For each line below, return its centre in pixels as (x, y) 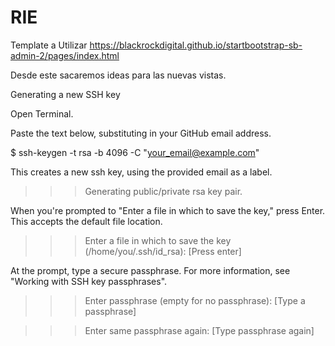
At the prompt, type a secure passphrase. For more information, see (150, 270)
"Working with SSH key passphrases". (89, 281)
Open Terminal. (42, 113)
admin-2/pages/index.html (65, 55)
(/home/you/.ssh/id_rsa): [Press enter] (163, 251)
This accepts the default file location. (86, 221)
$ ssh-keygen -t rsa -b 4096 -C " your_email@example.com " (135, 152)
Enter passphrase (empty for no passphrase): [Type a (195, 300)
